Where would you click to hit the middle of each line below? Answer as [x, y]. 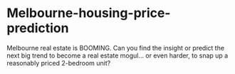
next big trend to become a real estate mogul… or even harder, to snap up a [117, 55]
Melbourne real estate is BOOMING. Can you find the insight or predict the [116, 48]
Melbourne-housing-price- [89, 13]
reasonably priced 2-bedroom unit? [59, 63]
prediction [38, 28]
